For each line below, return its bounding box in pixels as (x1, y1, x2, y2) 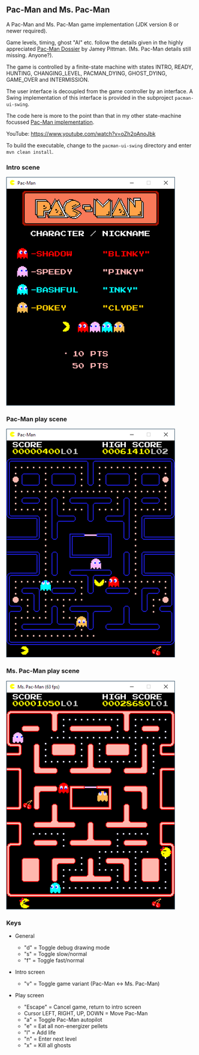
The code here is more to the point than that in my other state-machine (6, 112, 182, 119)
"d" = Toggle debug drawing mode (23, 944, 110, 951)
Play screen (14, 992, 44, 998)
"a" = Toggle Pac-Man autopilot (23, 1016, 102, 1023)
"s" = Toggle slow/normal (23, 950, 88, 958)
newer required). (6, 27, 48, 34)
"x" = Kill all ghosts (23, 1042, 71, 1048)
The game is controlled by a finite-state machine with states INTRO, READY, (6, 63, 194, 70)
